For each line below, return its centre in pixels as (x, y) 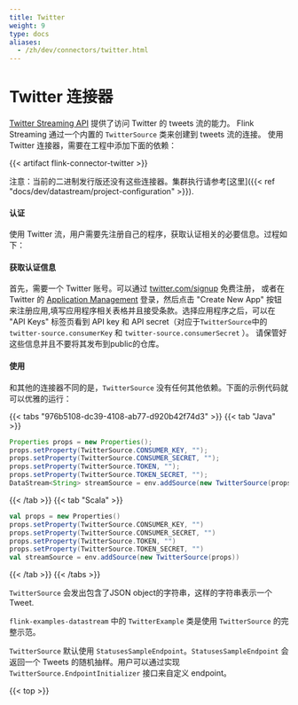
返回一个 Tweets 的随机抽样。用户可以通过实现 (94, 662)
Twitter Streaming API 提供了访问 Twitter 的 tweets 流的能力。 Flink (132, 123)
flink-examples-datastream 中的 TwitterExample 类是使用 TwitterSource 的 (145, 621)
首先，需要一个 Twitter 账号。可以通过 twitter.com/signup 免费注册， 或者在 (147, 288)
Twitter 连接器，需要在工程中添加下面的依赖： (93, 145)
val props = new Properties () (65, 516)
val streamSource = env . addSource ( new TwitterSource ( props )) (125, 558)
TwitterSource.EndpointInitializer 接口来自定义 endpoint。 (121, 673)
